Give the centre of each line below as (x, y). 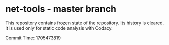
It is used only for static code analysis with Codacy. (59, 28)
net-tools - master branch (61, 9)
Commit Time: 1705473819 (33, 38)
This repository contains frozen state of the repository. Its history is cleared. (84, 23)
